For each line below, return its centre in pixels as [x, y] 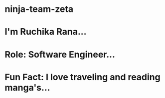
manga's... [27, 87]
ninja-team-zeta [39, 9]
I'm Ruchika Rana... [46, 32]
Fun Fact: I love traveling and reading [82, 77]
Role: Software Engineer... [60, 54]
